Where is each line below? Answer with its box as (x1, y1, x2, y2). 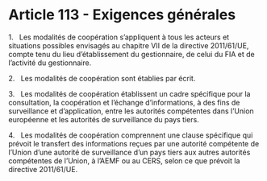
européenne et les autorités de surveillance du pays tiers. (8, 114, 199, 124)
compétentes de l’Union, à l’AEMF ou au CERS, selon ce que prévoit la (8, 155, 240, 166)
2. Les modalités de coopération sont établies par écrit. (8, 73, 196, 83)
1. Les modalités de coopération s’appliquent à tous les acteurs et (8, 32, 230, 42)
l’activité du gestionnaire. (8, 58, 92, 68)
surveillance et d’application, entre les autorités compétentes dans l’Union (8, 106, 254, 116)
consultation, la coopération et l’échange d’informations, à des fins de (8, 97, 240, 107)
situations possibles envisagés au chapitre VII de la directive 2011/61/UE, (8, 40, 249, 50)
